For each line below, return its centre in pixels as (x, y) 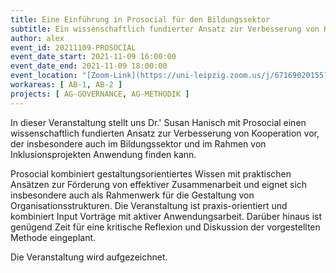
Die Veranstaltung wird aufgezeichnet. (89, 257)
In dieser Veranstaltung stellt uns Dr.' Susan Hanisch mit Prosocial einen (158, 122)
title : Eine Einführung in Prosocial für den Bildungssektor (140, 19)
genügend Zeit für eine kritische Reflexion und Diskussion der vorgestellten (165, 227)
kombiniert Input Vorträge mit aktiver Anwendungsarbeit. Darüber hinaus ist (166, 216)
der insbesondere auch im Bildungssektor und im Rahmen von (138, 143)
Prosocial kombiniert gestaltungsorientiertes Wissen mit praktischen (151, 173)
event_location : (44, 76)
